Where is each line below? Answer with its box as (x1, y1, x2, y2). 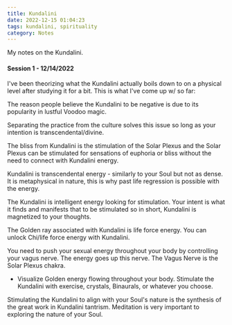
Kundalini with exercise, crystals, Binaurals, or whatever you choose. (17, 282, 213, 290)
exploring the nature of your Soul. (7, 310, 103, 319)
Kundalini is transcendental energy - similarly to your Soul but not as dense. (7, 170, 224, 178)
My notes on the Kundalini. (7, 48, 84, 57)
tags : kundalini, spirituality (7, 23, 98, 30)
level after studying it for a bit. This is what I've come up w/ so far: (7, 87, 196, 95)
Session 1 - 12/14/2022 (7, 64, 74, 73)
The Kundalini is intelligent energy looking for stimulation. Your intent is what (7, 198, 225, 206)
